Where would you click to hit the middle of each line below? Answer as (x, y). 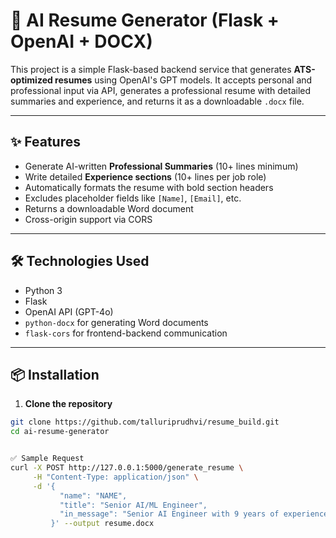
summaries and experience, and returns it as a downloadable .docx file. (157, 101)
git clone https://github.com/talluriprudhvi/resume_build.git (145, 422)
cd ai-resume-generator (60, 432)
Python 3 (43, 290)
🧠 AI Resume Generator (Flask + (145, 20)
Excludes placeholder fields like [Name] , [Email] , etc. (133, 198)
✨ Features (45, 142)
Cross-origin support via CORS (88, 219)
